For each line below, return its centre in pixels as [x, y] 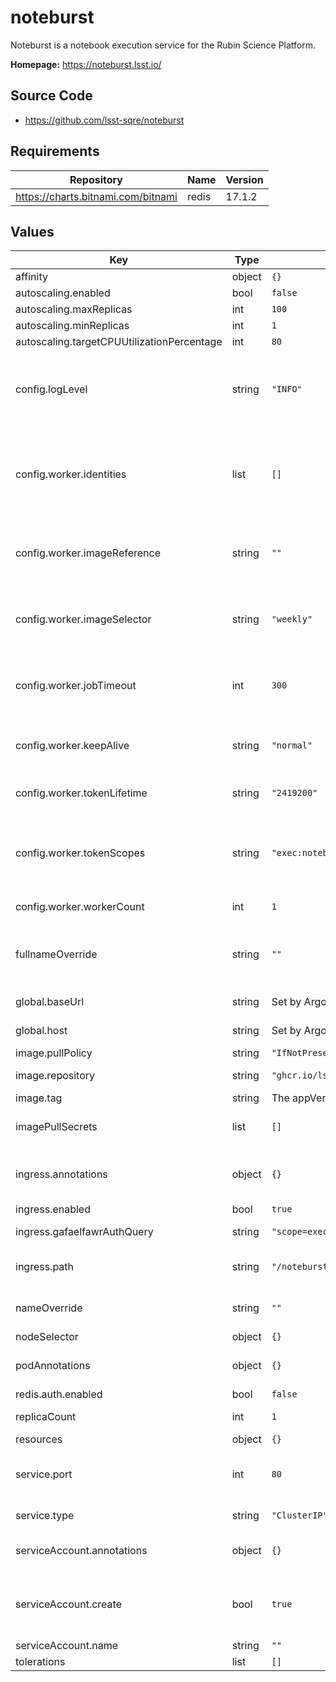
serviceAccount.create [68, 1604]
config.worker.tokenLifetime [81, 793]
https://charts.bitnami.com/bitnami [96, 196]
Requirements [55, 151]
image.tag [39, 1098]
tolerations [40, 1662]
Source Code [51, 96]
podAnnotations [53, 1366]
